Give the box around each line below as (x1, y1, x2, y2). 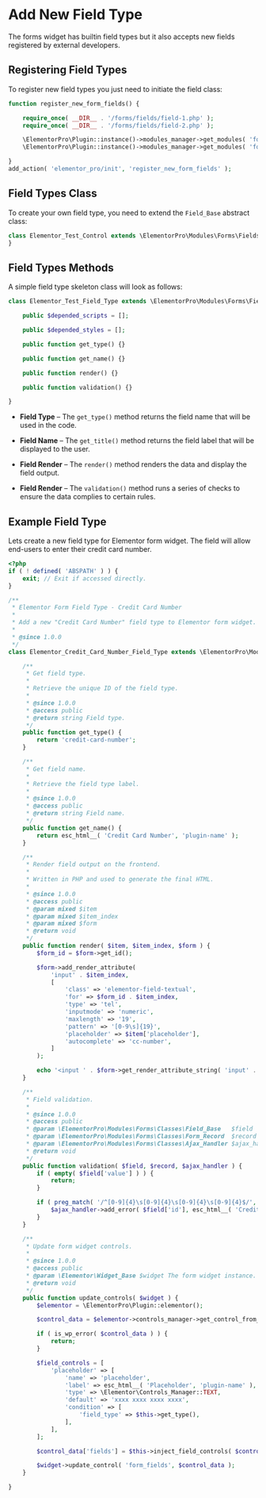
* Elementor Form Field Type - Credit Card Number (11, 603, 182, 612)
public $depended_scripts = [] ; (22, 312, 129, 320)
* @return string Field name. (25, 810, 126, 818)
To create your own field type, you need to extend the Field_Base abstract (8, 208, 250, 218)
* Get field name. (25, 764, 87, 773)
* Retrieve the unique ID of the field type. (25, 684, 179, 692)
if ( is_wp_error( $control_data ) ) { (36, 1330, 169, 1338)
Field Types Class (8, 187, 97, 200)
